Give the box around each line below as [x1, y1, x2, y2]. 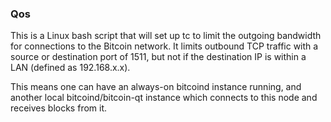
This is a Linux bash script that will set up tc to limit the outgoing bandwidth [10, 30, 322, 42]
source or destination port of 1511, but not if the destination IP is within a [10, 51, 307, 63]
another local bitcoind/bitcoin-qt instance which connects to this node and [10, 92, 318, 104]
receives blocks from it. [10, 102, 108, 114]
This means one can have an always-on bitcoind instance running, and [10, 81, 302, 93]
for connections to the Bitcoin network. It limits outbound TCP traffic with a [10, 40, 319, 52]
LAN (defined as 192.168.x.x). [10, 62, 131, 74]
